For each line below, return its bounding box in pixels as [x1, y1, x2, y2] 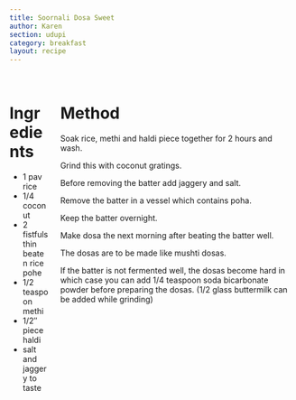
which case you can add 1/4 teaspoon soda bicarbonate [60, 274, 269, 285]
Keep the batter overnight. [60, 213, 158, 224]
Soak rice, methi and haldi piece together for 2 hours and [60, 133, 273, 144]
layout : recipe [9, 47, 67, 56]
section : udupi [9, 30, 67, 39]
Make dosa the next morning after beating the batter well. [60, 230, 274, 241]
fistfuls [22, 229, 49, 240]
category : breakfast [9, 38, 88, 48]
